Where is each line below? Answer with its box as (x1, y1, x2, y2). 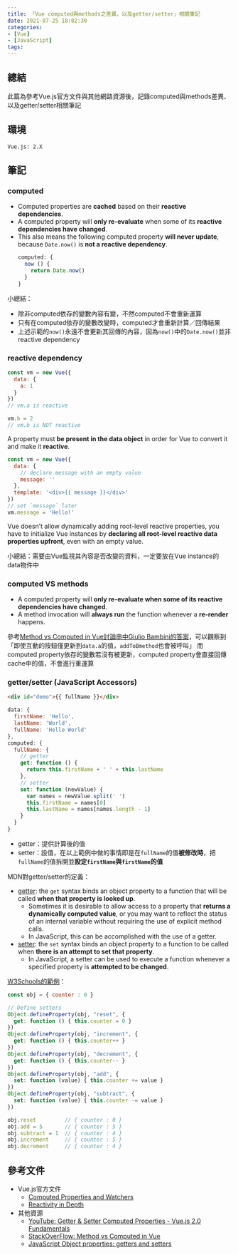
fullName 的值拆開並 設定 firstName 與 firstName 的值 (17, 857, 163, 866)
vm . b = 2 (7, 415, 33, 423)
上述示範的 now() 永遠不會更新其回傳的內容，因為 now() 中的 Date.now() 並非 (17, 327, 231, 336)
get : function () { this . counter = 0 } (13, 1017, 132, 1025)
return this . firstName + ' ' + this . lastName (26, 766, 163, 773)
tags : (7, 43, 23, 51)
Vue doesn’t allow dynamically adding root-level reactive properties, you (7, 522, 220, 530)
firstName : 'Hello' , (13, 713, 75, 721)
